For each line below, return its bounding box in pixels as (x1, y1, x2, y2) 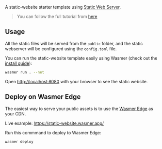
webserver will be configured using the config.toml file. (5, 46, 117, 52)
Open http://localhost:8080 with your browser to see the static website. (5, 78, 148, 84)
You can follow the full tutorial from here (16, 14, 97, 19)
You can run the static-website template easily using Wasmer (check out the (5, 55, 158, 61)
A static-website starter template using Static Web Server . (5, 4, 121, 10)
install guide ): (5, 60, 32, 66)
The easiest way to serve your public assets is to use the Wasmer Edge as (5, 106, 154, 112)
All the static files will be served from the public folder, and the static (5, 40, 143, 46)
